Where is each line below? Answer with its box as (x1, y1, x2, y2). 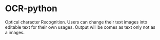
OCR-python (5, 3, 58, 14)
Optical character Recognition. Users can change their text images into (5, 19, 148, 25)
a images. (5, 29, 25, 35)
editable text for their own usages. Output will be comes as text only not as (5, 24, 156, 30)
